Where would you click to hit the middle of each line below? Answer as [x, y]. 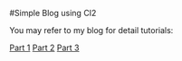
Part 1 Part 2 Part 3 [44, 48]
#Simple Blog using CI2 [53, 13]
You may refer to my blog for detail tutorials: [91, 30]
